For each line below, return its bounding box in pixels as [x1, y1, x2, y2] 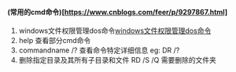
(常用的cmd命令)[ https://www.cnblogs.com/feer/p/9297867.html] [7, 7, 228, 16]
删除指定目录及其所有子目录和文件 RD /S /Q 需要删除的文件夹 [18, 56, 217, 65]
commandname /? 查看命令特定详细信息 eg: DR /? [18, 45, 180, 55]
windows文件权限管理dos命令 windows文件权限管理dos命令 [18, 26, 212, 35]
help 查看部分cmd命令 [18, 36, 91, 45]
